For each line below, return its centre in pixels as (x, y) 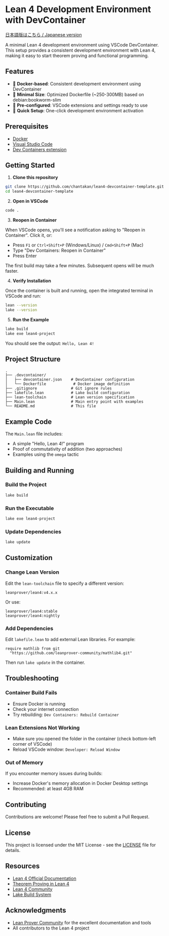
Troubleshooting (32, 678)
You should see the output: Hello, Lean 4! (50, 343)
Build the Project (26, 485)
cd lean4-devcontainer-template (39, 192)
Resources (23, 866)
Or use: (13, 602)
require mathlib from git (32, 649)
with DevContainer (46, 20)
